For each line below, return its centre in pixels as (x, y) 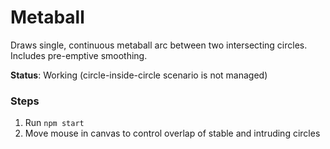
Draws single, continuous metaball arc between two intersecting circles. (159, 45)
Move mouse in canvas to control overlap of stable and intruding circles (172, 133)
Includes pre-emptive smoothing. (79, 55)
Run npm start (54, 123)
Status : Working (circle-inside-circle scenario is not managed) (139, 75)
